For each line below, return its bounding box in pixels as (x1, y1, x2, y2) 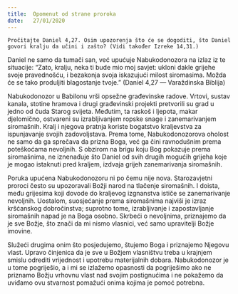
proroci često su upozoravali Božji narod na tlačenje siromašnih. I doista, (7, 181, 220, 189)
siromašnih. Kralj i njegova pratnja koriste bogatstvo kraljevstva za (7, 122, 202, 130)
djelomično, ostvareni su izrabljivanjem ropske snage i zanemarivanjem (7, 115, 217, 123)
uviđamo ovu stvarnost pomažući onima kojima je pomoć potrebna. (7, 278, 205, 287)
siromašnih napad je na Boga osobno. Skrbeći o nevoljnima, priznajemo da (7, 211, 227, 220)
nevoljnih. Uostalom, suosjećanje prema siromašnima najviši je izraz (7, 196, 207, 205)
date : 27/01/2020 (7, 17, 66, 24)
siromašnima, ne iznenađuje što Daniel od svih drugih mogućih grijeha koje (7, 152, 227, 161)
